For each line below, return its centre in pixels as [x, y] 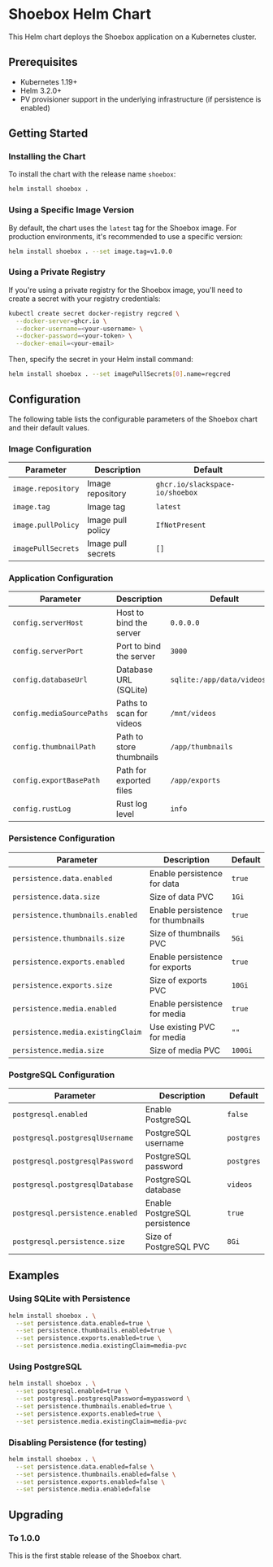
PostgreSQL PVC [177, 1247]
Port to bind [139, 646]
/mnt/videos [193, 714]
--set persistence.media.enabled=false [83, 1490]
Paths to [132, 703]
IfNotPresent [181, 525]
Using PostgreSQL [45, 1367]
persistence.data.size [56, 897]
